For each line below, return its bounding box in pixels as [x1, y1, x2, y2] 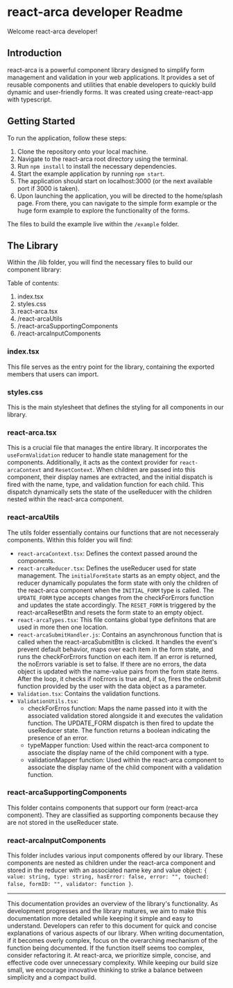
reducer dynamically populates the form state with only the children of [17, 578, 218, 587]
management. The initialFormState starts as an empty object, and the [17, 571, 221, 580]
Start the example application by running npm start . [17, 169, 165, 178]
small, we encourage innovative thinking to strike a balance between [7, 966, 203, 974]
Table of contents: [7, 279, 59, 287]
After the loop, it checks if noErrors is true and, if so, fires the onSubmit [17, 674, 221, 683]
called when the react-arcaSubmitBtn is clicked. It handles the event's [17, 637, 218, 646]
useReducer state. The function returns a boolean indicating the [27, 726, 211, 735]
